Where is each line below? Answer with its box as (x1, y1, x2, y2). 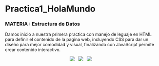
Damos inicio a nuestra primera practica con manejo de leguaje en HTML (5, 31, 152, 37)
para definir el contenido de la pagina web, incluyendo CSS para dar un (5, 37, 149, 42)
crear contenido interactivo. (5, 47, 61, 53)
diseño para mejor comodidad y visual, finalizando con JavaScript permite (5, 42, 155, 48)
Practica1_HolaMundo (5, 3, 96, 14)
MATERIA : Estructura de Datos (5, 21, 80, 27)
